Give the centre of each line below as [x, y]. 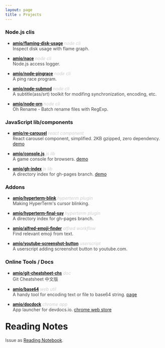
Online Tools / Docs [29, 262]
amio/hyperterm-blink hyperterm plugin [53, 198]
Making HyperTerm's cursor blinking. [51, 204]
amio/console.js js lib [34, 154]
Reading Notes [37, 326]
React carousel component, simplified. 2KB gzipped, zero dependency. [86, 139]
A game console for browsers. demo [50, 159]
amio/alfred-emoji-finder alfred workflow [54, 228]
